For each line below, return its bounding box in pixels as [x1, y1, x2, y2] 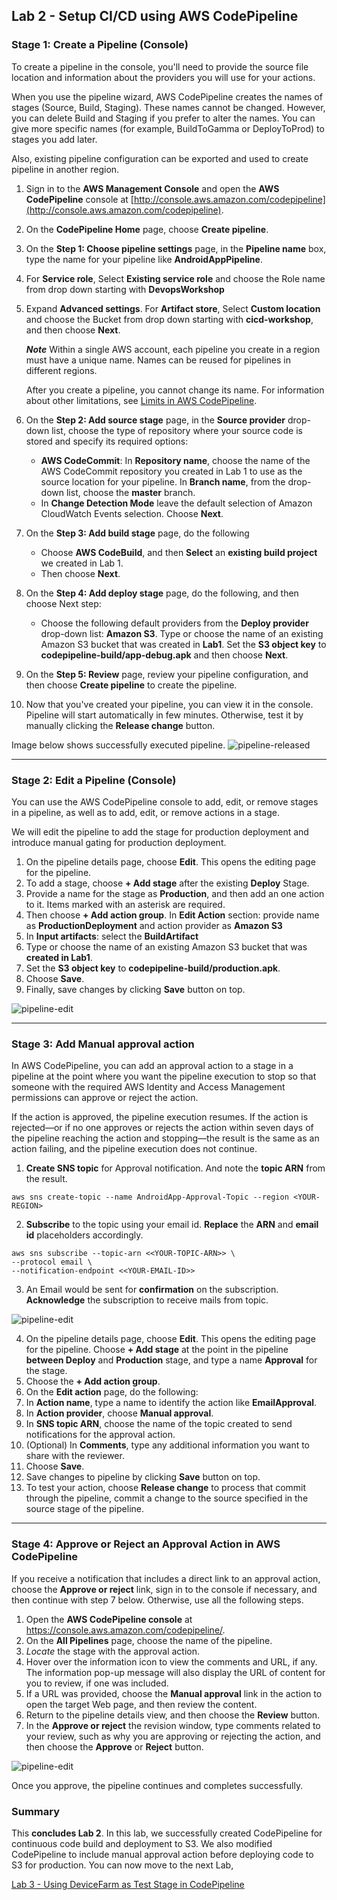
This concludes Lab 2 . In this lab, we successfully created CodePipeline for [11, 1827, 323, 1839]
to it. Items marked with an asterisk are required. [25, 898, 226, 910]
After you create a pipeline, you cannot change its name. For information [25, 384, 325, 396]
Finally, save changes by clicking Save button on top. [25, 983, 246, 995]
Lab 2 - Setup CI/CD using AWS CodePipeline [11, 8, 299, 25]
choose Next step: [25, 597, 102, 609]
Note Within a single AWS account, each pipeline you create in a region [25, 343, 321, 355]
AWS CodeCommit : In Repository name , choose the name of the [40, 454, 311, 466]
